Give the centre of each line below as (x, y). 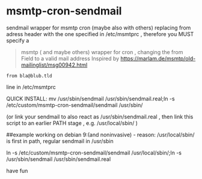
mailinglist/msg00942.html (54, 65)
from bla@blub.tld (29, 76)
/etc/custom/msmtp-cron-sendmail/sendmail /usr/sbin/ (75, 105)
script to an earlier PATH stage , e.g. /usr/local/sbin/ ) (72, 123)
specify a (18, 40)
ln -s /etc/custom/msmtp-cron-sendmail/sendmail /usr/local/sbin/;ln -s (94, 153)
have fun (17, 171)
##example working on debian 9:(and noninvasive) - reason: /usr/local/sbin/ (100, 135)
